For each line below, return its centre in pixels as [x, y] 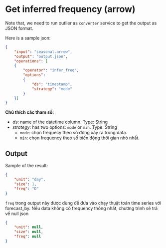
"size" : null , [29, 232]
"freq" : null [28, 237]
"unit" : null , [29, 227]
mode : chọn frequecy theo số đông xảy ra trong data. [73, 133]
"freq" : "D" [26, 189]
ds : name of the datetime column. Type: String [60, 122]
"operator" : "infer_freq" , [51, 70]
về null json [17, 214]
